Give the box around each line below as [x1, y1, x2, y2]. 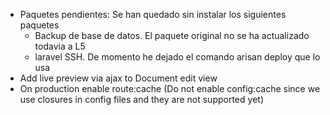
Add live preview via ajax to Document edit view [19, 72, 218, 84]
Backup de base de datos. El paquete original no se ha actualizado [34, 30, 310, 41]
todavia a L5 [34, 40, 86, 52]
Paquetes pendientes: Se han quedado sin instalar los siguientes [19, 9, 287, 20]
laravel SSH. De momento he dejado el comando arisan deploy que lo [34, 51, 321, 63]
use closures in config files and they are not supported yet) [19, 94, 264, 105]
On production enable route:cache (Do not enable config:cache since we [19, 83, 321, 94]
